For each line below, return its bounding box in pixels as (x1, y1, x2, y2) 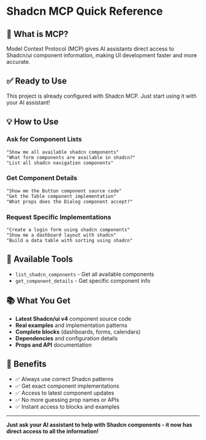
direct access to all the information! (6, 427, 99, 434)
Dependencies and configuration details (15, 334, 118, 342)
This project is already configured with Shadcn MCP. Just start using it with (6, 92, 197, 100)
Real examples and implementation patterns (15, 321, 128, 329)
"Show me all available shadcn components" (6, 149, 120, 155)
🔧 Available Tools (6, 254, 74, 265)
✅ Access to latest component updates (15, 389, 115, 396)
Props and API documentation (15, 341, 92, 348)
